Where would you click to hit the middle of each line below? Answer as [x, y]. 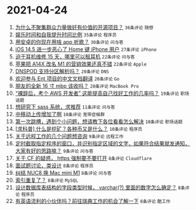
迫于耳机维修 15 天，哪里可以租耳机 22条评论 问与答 [75, 56]
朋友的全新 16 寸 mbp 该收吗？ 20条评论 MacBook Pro [77, 86]
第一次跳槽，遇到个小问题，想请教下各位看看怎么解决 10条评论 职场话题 [99, 121]
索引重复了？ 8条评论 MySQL [47, 180]
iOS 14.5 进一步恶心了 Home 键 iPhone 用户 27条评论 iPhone [86, 49]
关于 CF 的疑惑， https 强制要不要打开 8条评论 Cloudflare [83, 158]
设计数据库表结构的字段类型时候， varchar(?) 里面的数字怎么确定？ [96, 187]
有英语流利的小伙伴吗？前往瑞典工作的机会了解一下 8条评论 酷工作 [93, 201]
